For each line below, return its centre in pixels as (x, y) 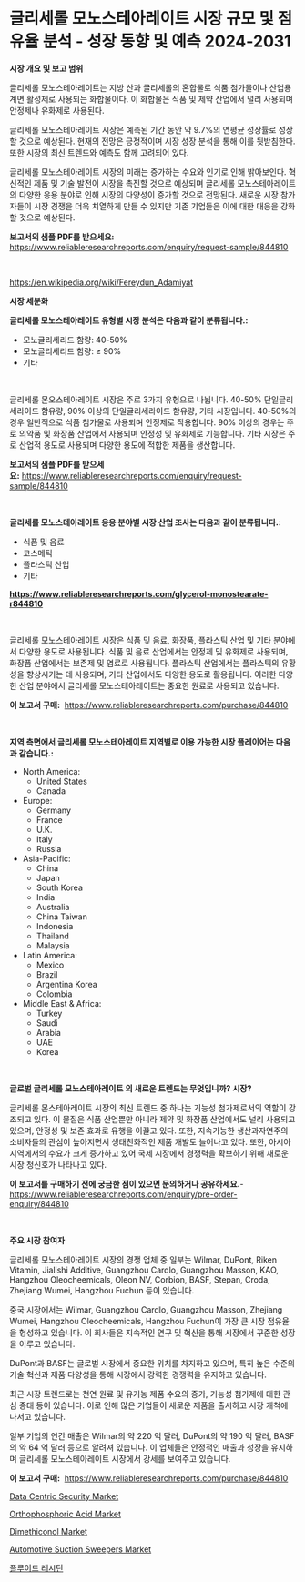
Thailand (53, 936)
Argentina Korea (66, 984)
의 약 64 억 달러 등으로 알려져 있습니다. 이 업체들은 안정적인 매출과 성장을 (139, 1447)
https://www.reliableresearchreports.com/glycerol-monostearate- (139, 593)
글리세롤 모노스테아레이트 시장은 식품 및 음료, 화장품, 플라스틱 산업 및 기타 (140, 640)
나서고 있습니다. (38, 1416)
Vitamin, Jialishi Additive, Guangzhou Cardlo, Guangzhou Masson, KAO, (144, 1270)
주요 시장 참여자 (37, 1240)
